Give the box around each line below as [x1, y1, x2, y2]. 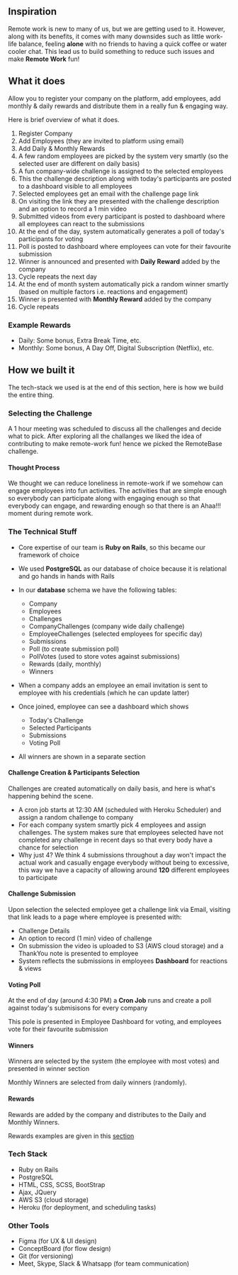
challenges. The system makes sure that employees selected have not [18, 828, 224, 836]
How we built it [8, 364, 75, 377]
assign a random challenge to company [18, 813, 134, 821]
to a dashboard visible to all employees [18, 182, 133, 190]
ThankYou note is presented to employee [18, 949, 139, 957]
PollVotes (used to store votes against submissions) [28, 652, 180, 660]
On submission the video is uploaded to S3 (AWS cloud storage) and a [18, 941, 224, 950]
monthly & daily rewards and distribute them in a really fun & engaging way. [8, 101, 229, 110]
